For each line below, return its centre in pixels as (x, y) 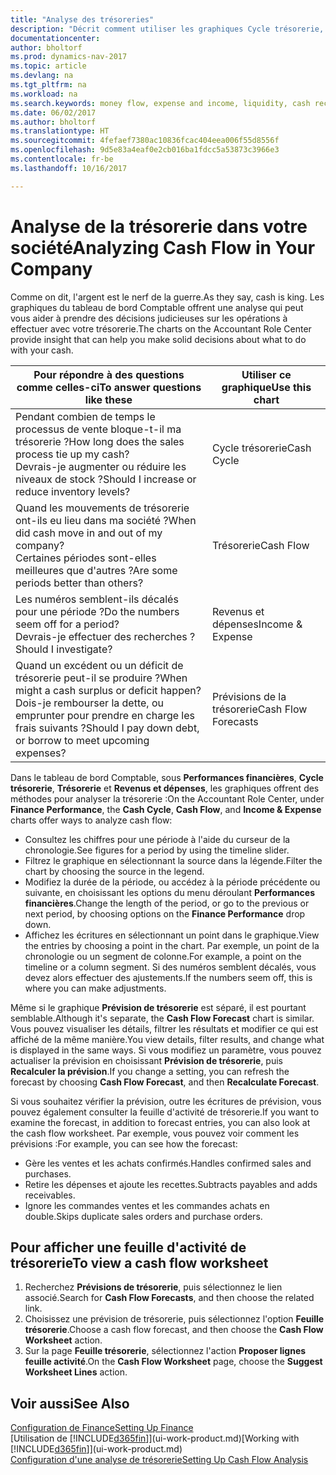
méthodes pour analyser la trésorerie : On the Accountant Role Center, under (167, 798)
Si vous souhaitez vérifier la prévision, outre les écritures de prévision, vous (166, 1101)
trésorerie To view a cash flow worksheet (139, 1262)
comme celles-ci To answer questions (109, 387)
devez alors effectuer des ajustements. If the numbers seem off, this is (168, 977)
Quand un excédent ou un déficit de (99, 665)
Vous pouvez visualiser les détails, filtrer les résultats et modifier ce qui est (164, 1028)
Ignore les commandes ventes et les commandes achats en (147, 1205)
